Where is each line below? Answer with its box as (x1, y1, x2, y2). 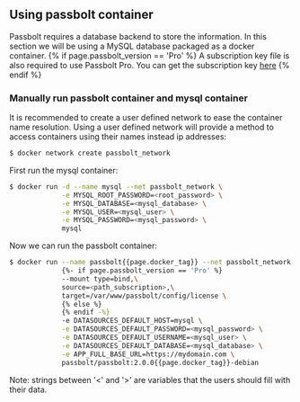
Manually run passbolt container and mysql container (9, 92, 249, 104)
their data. (9, 384, 48, 395)
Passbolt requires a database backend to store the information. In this (9, 31, 268, 41)
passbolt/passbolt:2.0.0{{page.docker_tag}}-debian (61, 358, 259, 367)
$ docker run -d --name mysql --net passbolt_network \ (9, 182, 223, 192)
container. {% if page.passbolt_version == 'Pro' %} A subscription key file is (9, 49, 290, 61)
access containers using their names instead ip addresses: (9, 131, 227, 142)
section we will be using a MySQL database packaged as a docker (9, 40, 255, 51)
